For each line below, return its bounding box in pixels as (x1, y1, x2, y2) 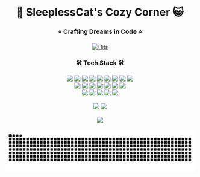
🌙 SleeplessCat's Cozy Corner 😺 (16, 5, 184, 19)
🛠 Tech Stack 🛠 (75, 59, 125, 67)
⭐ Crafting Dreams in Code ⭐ (57, 27, 143, 36)
